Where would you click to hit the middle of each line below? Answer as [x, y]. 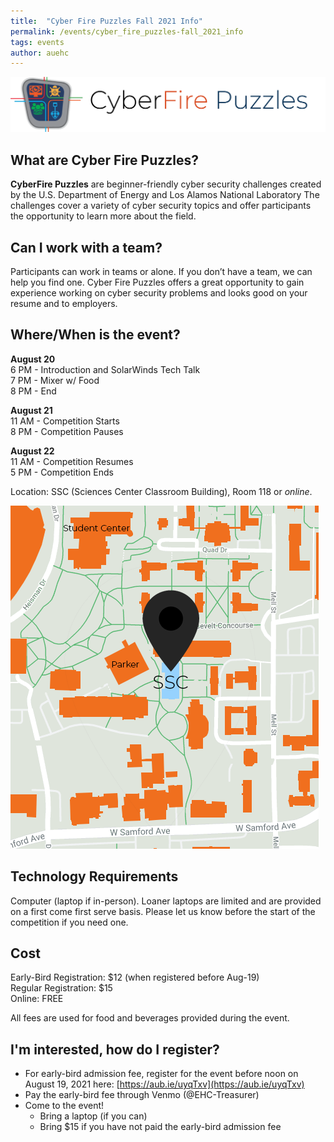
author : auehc [40, 53]
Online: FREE [37, 999]
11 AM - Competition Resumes [72, 461]
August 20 [33, 359]
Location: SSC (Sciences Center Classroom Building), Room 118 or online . [161, 491]
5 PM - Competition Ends [62, 472]
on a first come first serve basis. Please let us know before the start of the [163, 911]
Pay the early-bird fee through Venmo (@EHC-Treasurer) [142, 1095]
